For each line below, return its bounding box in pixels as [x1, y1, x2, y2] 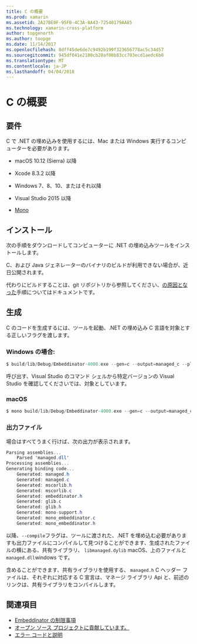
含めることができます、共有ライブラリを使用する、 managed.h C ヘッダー [6, 566, 182, 573]
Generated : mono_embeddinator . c [16, 515, 96, 521]
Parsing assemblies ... [6, 450, 62, 456]
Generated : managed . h [16, 471, 69, 477]
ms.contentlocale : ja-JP [6, 63, 67, 69]
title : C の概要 [6, 8, 43, 15]
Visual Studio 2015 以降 [14, 195, 72, 202]
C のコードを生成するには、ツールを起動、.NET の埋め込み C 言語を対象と [6, 324, 185, 331]
